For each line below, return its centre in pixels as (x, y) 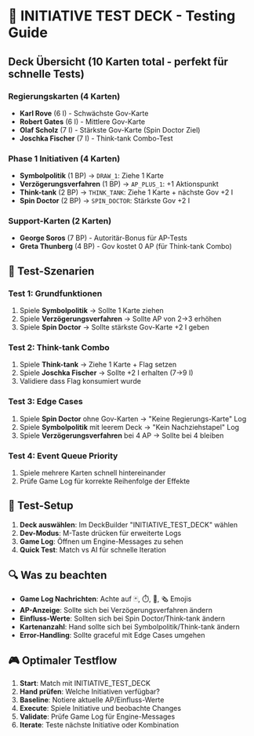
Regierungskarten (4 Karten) (64, 96)
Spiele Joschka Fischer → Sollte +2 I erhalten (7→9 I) (106, 373)
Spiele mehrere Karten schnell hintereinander (93, 473)
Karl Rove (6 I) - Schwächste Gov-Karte (84, 113)
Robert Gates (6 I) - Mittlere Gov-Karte (82, 122)
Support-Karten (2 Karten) (60, 221)
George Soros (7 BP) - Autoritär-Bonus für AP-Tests (103, 238)
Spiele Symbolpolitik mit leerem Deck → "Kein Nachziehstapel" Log (129, 427)
